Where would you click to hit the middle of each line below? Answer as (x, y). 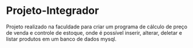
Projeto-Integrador (53, 11)
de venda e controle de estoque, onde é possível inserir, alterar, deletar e (94, 32)
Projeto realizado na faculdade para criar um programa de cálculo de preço (97, 27)
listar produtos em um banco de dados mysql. (61, 39)
